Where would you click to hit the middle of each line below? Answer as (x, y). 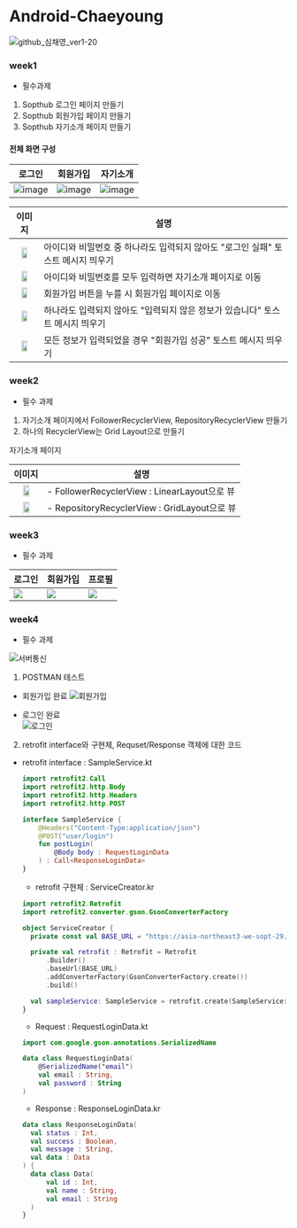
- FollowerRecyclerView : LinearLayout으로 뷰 (141, 491)
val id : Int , (72, 1182)
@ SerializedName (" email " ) (86, 1067)
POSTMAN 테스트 (53, 677)
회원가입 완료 (45, 696)
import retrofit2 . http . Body (73, 787)
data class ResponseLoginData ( (80, 1124)
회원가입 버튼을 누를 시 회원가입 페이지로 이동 (132, 294)
